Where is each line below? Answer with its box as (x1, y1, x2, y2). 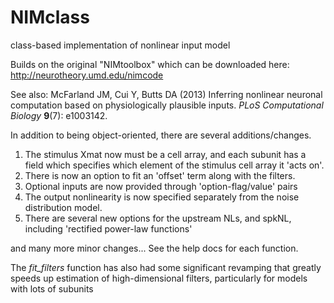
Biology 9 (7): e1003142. (10, 109, 108, 121)
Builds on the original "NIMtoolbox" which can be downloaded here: (10, 58, 290, 70)
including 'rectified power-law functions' (24, 222, 193, 235)
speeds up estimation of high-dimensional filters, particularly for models (10, 272, 308, 284)
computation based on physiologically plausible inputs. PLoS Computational (10, 99, 324, 111)
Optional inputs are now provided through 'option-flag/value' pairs (24, 180, 298, 192)
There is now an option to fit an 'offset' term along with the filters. (24, 169, 296, 181)
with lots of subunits (10, 282, 94, 295)
